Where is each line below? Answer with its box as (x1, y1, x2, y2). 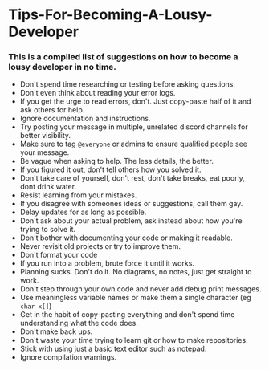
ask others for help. (19, 105, 85, 115)
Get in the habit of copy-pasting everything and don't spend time (19, 310, 235, 319)
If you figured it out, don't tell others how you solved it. (19, 165, 202, 174)
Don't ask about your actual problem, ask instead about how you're (19, 216, 243, 226)
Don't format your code (19, 250, 98, 260)
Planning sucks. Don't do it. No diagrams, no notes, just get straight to (19, 267, 252, 277)
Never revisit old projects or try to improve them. (19, 242, 181, 251)
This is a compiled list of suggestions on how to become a (8, 51, 238, 63)
